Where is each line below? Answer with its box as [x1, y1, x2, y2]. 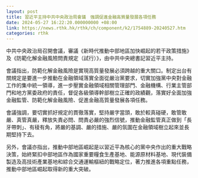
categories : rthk [6, 31, 49, 36]
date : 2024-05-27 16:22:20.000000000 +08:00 [6, 19, 117, 25]
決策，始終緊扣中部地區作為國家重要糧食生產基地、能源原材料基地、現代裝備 [6, 151, 192, 158]
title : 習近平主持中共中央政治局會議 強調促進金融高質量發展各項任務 [6, 14, 156, 20]
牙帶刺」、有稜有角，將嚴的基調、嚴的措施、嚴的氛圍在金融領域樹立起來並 [6, 124, 184, 131]
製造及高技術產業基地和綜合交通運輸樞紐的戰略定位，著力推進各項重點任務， [6, 158, 192, 165]
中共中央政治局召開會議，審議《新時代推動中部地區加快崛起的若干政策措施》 [6, 48, 192, 55]
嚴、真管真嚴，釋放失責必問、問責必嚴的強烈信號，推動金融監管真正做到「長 [6, 116, 192, 123]
